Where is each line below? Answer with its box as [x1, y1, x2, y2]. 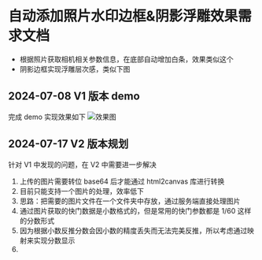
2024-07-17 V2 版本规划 [8, 137, 129, 150]
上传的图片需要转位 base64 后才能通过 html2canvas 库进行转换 [19, 176, 225, 186]
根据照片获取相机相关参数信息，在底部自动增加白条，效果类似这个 [19, 54, 234, 64]
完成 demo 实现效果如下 [8, 112, 87, 121]
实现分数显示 [33, 236, 76, 245]
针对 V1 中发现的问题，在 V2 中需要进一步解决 [8, 159, 157, 169]
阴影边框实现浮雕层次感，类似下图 [19, 64, 131, 73]
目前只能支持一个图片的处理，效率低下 [19, 186, 144, 195]
